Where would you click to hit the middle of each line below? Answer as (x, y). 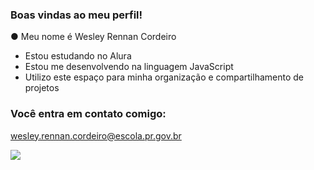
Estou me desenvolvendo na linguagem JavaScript (129, 67)
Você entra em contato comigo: (88, 114)
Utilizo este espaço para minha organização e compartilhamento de (164, 77)
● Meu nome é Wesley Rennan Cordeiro (93, 37)
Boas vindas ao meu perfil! (76, 15)
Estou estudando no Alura (78, 56)
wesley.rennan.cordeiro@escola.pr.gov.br (96, 135)
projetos (42, 88)
